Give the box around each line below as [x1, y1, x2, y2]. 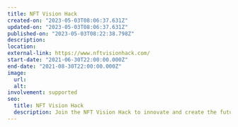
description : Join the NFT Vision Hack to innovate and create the [13, 109, 217, 116]
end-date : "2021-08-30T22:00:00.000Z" [7, 63, 122, 70]
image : [7, 69, 27, 76]
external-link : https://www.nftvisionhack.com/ [7, 50, 151, 57]
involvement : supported [7, 89, 78, 96]
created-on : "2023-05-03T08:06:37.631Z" [7, 17, 129, 24]
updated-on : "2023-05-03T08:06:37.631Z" [7, 23, 129, 30]
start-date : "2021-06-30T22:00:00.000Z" [7, 56, 129, 64]
